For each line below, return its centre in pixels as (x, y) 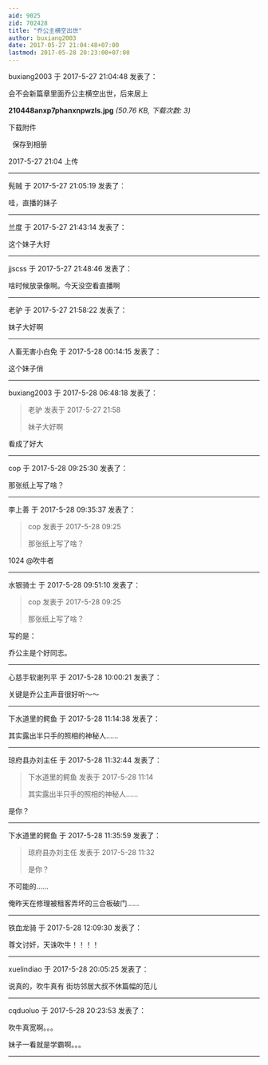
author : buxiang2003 (43, 38)
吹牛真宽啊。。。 (33, 1027)
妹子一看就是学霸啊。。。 (47, 1044)
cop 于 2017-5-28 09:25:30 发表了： (68, 468)
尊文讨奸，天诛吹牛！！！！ (54, 944)
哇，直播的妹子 (33, 203)
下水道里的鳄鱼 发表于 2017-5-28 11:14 (91, 777)
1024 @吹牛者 (31, 560)
